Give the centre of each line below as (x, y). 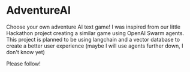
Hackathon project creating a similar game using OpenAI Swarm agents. (95, 33)
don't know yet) (25, 52)
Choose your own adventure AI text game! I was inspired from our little (94, 27)
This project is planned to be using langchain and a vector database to (93, 39)
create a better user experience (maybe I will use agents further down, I (95, 46)
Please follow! (23, 64)
